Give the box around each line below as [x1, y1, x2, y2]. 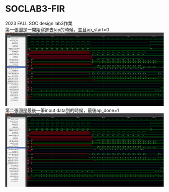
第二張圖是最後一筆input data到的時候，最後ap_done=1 [5, 107, 119, 113]
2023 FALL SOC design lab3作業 [5, 20, 73, 26]
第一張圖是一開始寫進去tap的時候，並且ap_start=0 [5, 26, 109, 33]
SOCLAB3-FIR [5, 3, 65, 15]
